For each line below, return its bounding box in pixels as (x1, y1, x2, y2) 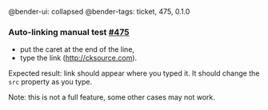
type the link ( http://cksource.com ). (19, 53, 138, 63)
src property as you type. (8, 77, 93, 87)
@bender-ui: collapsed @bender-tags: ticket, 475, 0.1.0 (8, 7, 190, 16)
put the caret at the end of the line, (19, 45, 134, 54)
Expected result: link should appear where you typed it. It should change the (8, 69, 260, 78)
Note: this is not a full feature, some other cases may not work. (8, 92, 216, 102)
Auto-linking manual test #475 (8, 26, 130, 37)
